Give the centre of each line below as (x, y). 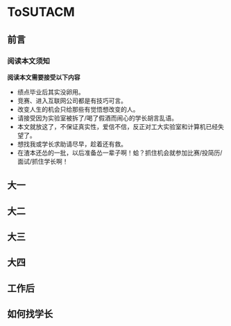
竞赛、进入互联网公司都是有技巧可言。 (72, 101)
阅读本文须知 (29, 61)
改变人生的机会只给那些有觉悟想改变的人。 (78, 109)
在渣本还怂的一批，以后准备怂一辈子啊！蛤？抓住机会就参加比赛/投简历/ (120, 153)
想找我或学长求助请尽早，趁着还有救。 (72, 144)
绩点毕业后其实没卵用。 (51, 92)
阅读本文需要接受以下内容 (44, 77)
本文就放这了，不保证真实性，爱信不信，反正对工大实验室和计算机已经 (118, 126)
